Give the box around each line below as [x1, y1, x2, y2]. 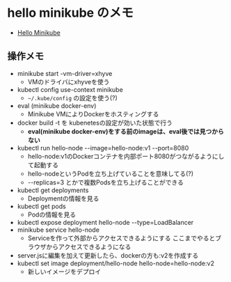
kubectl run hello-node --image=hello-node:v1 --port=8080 [17, 143, 189, 152]
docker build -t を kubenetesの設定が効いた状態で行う [17, 118, 173, 127]
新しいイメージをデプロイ [27, 267, 102, 276]
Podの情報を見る [27, 210, 77, 219]
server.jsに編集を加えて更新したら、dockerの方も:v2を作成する [17, 251, 199, 260]
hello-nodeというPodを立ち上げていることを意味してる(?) [27, 169, 193, 178]
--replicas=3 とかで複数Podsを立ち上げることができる [27, 178, 184, 187]
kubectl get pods [17, 202, 66, 210]
